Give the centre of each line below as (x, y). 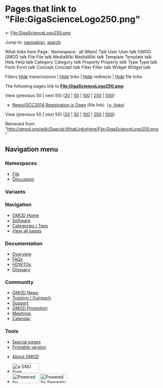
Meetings (21, 314)
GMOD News (25, 293)
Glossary (21, 270)
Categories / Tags (30, 225)
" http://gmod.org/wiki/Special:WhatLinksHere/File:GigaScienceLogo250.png (82, 129)
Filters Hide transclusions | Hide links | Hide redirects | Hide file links (74, 76)
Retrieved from (20, 124)
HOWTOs (22, 264)
